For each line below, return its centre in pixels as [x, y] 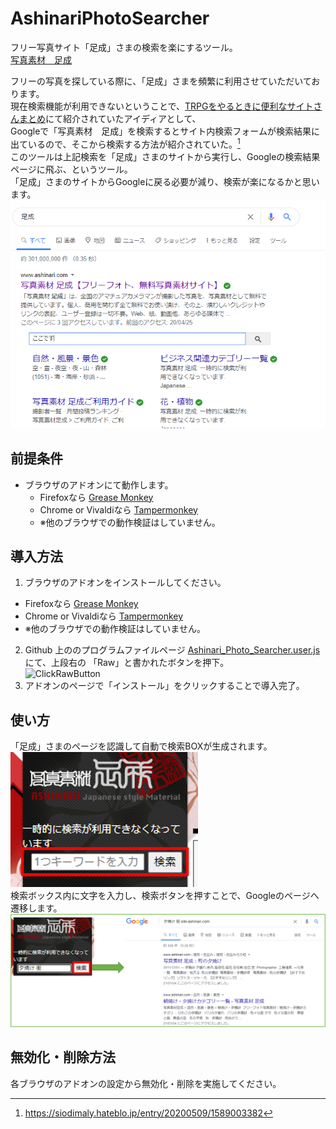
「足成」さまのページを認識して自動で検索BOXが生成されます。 [141, 746]
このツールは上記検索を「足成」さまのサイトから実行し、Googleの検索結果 [165, 156]
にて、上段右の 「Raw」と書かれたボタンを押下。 [127, 663]
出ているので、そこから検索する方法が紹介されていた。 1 [125, 143]
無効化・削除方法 [63, 1057]
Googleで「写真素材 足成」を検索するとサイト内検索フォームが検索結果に [165, 131]
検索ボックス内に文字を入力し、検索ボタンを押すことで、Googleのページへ [165, 896]
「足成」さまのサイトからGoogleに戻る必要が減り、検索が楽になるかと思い [165, 181]
